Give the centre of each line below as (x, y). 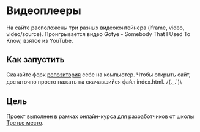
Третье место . (25, 122)
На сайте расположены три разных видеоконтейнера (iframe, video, (95, 28)
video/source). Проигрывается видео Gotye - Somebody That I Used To (98, 34)
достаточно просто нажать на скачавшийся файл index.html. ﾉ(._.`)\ (94, 82)
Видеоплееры (44, 11)
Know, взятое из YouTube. (40, 40)
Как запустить (35, 60)
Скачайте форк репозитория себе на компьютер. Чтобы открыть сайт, (98, 75)
